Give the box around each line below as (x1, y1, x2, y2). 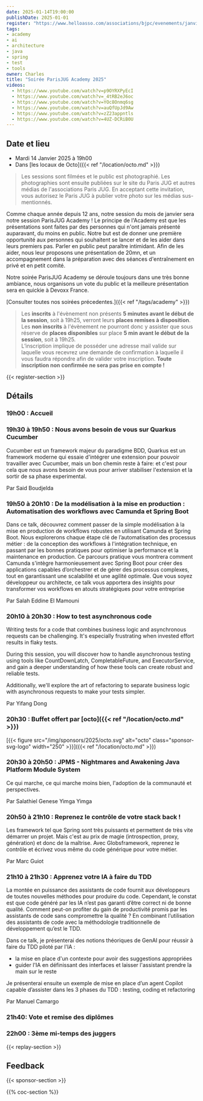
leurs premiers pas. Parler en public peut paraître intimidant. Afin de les (6, 243, 184, 250)
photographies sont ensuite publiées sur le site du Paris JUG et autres (21, 180, 195, 187)
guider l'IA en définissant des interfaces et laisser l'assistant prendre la (14, 961, 192, 969)
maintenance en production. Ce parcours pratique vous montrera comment (6, 553, 193, 560)
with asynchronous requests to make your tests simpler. (6, 688, 146, 695)
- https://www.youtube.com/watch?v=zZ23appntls (11, 110, 134, 116)
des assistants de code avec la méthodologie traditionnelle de (6, 918, 161, 926)
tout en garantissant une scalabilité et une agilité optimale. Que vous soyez (6, 572, 193, 579)
